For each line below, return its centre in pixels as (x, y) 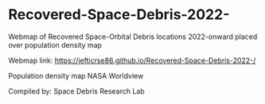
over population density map (55, 44)
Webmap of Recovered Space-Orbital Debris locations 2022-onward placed (133, 37)
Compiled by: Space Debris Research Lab (76, 91)
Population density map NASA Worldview (76, 75)
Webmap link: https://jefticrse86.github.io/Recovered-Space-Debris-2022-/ (132, 60)
